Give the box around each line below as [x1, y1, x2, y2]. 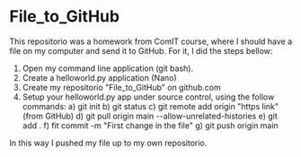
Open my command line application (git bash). [22, 63, 194, 74]
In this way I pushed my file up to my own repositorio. [9, 137, 208, 148]
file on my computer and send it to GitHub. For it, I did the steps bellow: [9, 45, 273, 56]
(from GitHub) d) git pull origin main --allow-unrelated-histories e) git [22, 110, 279, 121]
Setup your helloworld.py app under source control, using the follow [22, 92, 275, 102]
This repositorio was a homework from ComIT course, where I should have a [9, 36, 293, 47]
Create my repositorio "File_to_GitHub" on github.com [22, 82, 222, 92]
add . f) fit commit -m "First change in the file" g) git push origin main [22, 119, 279, 131]
